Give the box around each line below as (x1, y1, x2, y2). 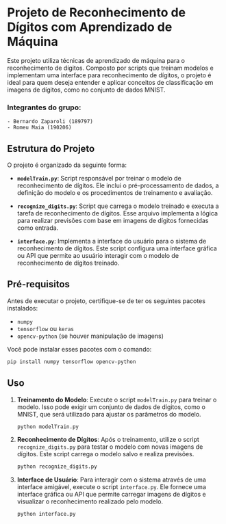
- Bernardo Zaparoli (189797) (7, 118, 94, 125)
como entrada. (16, 224, 59, 232)
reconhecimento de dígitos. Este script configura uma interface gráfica (16, 244, 217, 252)
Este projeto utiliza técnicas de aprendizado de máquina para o (7, 56, 186, 64)
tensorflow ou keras (16, 324, 74, 332)
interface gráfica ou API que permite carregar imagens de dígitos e (16, 490, 207, 499)
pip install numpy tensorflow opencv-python (7, 358, 136, 365)
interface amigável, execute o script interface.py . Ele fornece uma (16, 483, 207, 491)
